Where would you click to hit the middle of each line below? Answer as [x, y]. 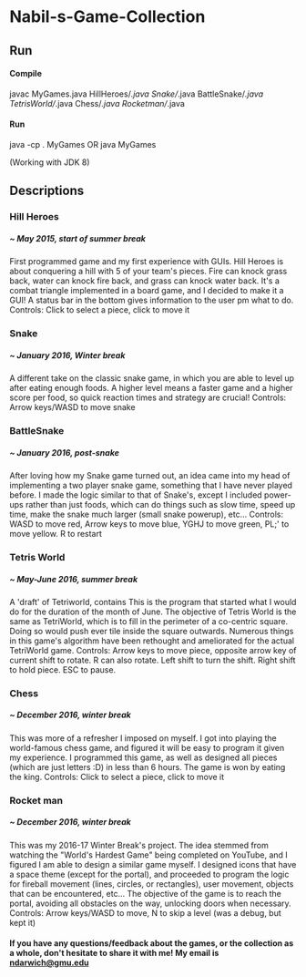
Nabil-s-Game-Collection [107, 17]
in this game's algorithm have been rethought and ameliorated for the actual [152, 641]
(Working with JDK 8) [50, 162]
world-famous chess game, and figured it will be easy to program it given [147, 747]
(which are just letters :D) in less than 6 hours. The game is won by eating [148, 766]
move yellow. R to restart [56, 534]
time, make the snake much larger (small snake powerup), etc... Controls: [147, 514]
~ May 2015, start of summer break [77, 238]
